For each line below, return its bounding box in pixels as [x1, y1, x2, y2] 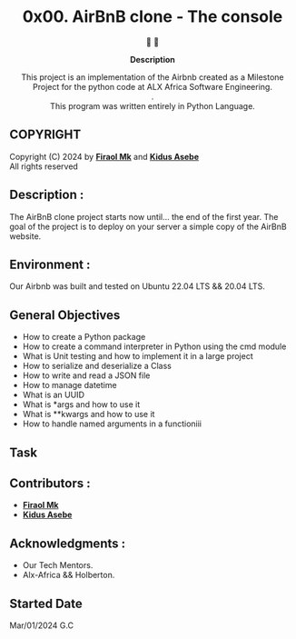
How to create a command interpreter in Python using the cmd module [22, 341, 287, 352]
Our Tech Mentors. [22, 560, 94, 571]
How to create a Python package [22, 332, 146, 343]
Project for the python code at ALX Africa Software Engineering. [33, 81, 272, 92]
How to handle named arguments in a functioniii [22, 418, 202, 429]
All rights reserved [9, 161, 79, 172]
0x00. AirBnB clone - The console [22, 6, 283, 27]
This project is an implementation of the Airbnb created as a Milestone [21, 71, 284, 83]
